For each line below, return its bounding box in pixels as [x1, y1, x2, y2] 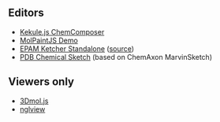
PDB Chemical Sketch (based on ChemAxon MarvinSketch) [19, 52, 213, 61]
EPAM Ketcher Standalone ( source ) [19, 43, 135, 54]
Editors [8, 6, 45, 20]
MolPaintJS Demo [19, 35, 79, 45]
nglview [19, 104, 46, 113]
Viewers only [8, 75, 75, 89]
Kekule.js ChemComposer [19, 27, 105, 36]
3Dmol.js [19, 96, 49, 105]
